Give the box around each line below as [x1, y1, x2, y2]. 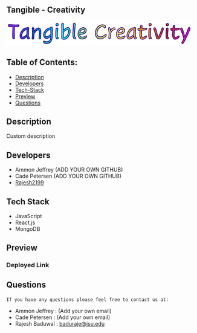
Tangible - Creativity [6, 5, 86, 15]
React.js [15, 219, 36, 226]
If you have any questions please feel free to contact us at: [6, 297, 169, 303]
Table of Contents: [6, 57, 78, 68]
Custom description [6, 132, 56, 140]
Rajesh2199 [15, 179, 44, 186]
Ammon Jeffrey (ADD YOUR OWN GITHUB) [15, 166, 123, 173]
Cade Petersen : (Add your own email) [15, 314, 111, 321]
